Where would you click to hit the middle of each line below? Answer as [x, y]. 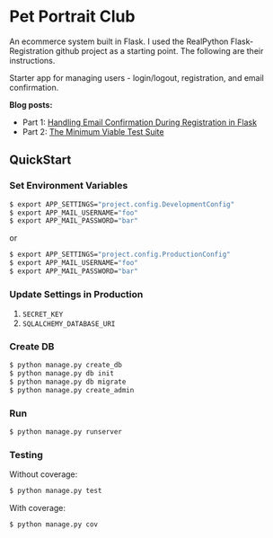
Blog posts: [31, 104]
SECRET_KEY [43, 315]
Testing [26, 455]
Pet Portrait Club [72, 17]
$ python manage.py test [56, 491]
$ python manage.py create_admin [72, 391]
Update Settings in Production [76, 294]
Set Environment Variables [69, 186]
